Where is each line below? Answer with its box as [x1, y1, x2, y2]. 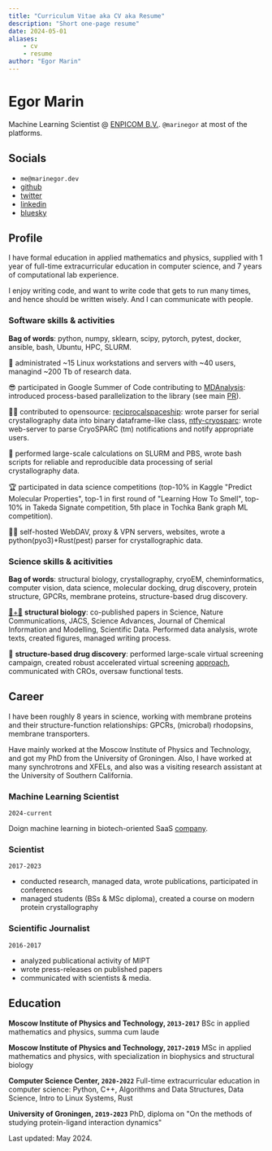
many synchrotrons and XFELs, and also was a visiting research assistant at [8, 762, 262, 772]
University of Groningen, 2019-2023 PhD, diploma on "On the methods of [8, 1109, 253, 1118]
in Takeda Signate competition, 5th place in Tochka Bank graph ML [24, 502, 248, 512]
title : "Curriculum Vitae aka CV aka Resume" [8, 11, 165, 20]
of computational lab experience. [8, 270, 119, 280]
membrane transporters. [8, 729, 90, 738]
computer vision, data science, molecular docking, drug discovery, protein [8, 583, 257, 593]
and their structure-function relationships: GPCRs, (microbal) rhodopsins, [8, 720, 254, 729]
